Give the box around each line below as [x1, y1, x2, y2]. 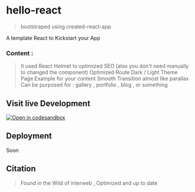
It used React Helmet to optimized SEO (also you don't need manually [20, 62, 189, 69]
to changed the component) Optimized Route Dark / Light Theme [20, 69, 178, 76]
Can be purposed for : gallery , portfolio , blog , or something [20, 81, 168, 88]
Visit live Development [6, 98, 90, 108]
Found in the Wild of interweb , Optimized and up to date [20, 179, 157, 186]
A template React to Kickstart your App [6, 34, 100, 41]
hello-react [6, 4, 62, 17]
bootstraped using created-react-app [20, 23, 112, 30]
